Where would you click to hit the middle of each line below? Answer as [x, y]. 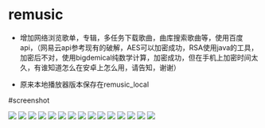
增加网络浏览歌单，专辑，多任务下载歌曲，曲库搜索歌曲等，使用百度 [131, 37]
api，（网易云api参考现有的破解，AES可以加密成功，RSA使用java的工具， [139, 47]
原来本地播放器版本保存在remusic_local [84, 84]
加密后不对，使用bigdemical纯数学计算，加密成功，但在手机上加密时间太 [139, 57]
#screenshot [29, 100]
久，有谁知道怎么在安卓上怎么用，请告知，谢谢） [100, 67]
